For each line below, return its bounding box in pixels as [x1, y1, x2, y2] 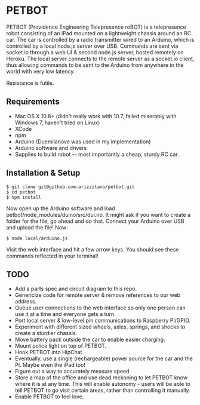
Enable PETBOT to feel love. [14, 393, 84, 400]
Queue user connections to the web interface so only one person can [14, 304, 186, 311]
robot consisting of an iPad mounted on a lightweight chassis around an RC [6, 29, 192, 36]
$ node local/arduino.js [6, 235, 68, 241]
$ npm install [6, 194, 42, 200]
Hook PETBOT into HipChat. [14, 349, 84, 356]
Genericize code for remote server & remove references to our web [14, 292, 181, 299]
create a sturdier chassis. [14, 330, 78, 337]
